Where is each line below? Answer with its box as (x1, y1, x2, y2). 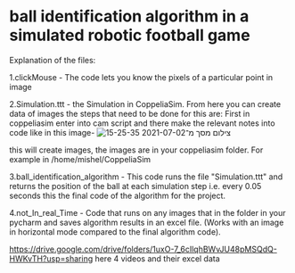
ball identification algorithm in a (9, 6, 250, 27)
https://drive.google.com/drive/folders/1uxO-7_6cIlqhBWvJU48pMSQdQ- (9, 244, 278, 254)
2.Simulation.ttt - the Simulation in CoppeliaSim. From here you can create (9, 98, 282, 109)
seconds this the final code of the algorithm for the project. (9, 190, 225, 201)
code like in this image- (9, 127, 95, 137)
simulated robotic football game (9, 25, 251, 45)
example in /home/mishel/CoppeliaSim (9, 153, 152, 164)
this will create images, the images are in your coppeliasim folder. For (9, 145, 264, 155)
